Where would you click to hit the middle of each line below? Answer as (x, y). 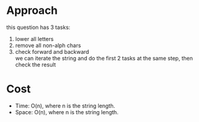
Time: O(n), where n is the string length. (65, 106)
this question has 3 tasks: (38, 27)
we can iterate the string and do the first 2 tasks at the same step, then (104, 58)
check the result (35, 65)
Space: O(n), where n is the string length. (67, 112)
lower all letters (34, 39)
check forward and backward (52, 51)
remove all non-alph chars (48, 45)
